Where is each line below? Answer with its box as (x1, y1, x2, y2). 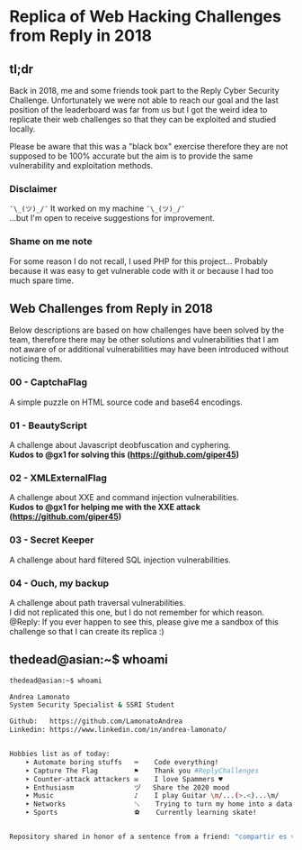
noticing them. (9, 353, 63, 364)
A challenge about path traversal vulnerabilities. (9, 597, 186, 608)
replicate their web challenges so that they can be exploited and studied (9, 114, 277, 124)
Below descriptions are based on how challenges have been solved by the (9, 324, 285, 335)
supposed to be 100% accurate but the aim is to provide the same (9, 151, 253, 161)
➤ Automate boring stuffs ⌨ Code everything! (25, 757, 219, 767)
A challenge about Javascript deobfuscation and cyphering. (9, 440, 231, 450)
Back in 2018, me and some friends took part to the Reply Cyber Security (9, 86, 280, 96)
